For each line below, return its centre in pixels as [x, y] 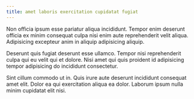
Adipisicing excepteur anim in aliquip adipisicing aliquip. [75, 41]
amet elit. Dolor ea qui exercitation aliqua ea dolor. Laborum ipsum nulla [95, 84]
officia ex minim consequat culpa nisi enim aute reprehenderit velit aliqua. [97, 35]
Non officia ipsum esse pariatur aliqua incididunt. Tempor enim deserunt [95, 29]
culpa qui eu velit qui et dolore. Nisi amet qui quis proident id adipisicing [95, 59]
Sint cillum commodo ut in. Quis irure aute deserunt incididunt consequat [96, 77]
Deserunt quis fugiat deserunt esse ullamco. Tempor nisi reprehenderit [94, 53]
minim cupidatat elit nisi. [36, 90]
